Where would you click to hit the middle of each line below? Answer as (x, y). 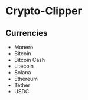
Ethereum (26, 79)
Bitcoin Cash (30, 60)
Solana (22, 72)
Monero (24, 47)
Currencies (27, 33)
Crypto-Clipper (44, 11)
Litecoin (24, 66)
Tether (22, 85)
